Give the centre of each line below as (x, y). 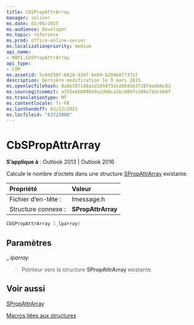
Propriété (24, 189)
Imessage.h (88, 199)
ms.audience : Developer (37, 29)
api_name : (19, 52)
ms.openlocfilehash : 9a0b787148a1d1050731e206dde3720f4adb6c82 (89, 86)
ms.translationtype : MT (37, 97)
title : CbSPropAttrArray (38, 12)
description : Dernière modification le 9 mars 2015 (73, 80)
